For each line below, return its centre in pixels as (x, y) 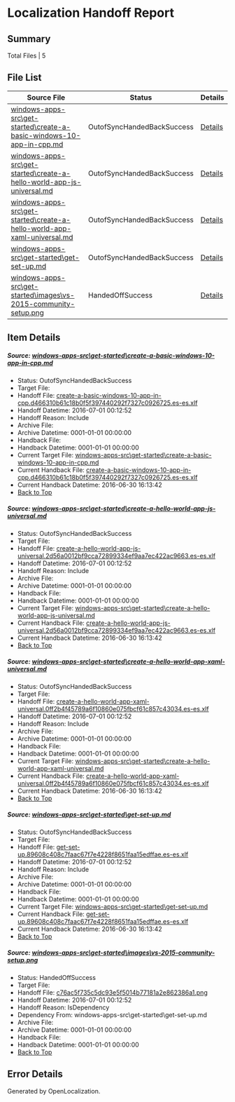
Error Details (35, 1074)
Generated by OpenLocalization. (54, 1091)
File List (24, 78)
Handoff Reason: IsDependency (63, 1007)
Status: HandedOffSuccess (57, 978)
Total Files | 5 (27, 55)
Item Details (34, 338)
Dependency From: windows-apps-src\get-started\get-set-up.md (112, 1015)
